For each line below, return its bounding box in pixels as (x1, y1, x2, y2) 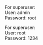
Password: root (5, 15, 36, 20)
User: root (5, 30, 26, 35)
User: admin (5, 9, 30, 15)
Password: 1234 (5, 35, 38, 41)
